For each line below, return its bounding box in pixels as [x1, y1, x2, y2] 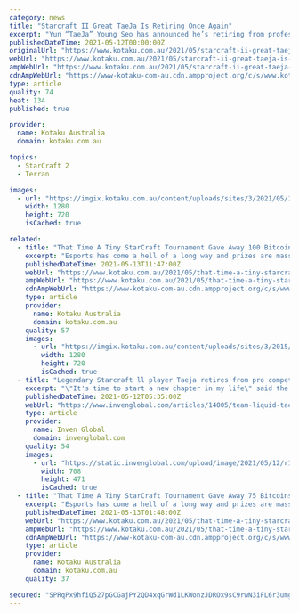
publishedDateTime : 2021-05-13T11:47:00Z [25, 259, 181, 268]
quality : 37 [25, 574, 69, 584]
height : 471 [41, 475, 86, 484]
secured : [9, 590, 42, 600]
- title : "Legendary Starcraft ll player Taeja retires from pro [17, 375, 265, 384]
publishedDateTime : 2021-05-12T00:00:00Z [9, 37, 166, 47]
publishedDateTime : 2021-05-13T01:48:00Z [25, 508, 181, 517]
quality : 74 [9, 87, 53, 96]
